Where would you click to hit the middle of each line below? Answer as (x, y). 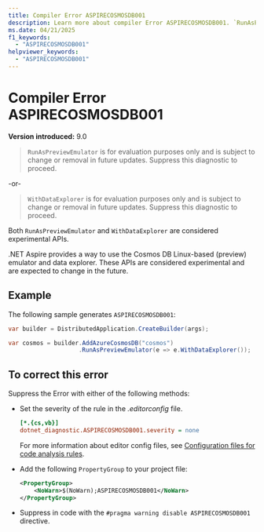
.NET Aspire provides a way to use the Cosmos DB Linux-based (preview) (128, 254)
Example (30, 295)
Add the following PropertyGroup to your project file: (103, 468)
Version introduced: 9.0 (48, 136)
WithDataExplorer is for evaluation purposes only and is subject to (134, 199)
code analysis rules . (52, 454)
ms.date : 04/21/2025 (42, 30)
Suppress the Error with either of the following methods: (99, 394)
